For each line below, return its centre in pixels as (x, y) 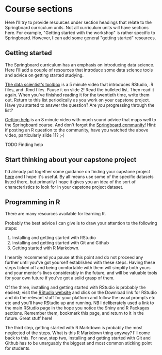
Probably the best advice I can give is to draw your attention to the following (81, 223)
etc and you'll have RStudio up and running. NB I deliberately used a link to (80, 303)
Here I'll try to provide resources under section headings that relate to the (78, 22)
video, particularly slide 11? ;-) (35, 135)
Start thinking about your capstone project (71, 160)
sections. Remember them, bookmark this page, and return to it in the (74, 313)
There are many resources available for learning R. (56, 214)
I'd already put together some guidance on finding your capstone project (78, 171)
